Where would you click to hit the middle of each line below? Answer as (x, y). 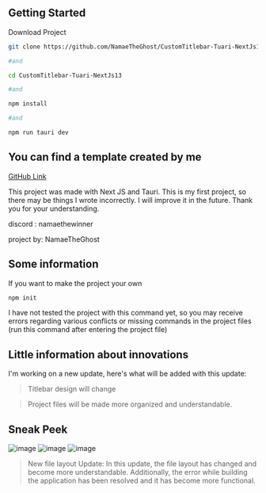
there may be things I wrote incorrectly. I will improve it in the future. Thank (131, 200)
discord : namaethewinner (51, 224)
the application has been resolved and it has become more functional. (141, 481)
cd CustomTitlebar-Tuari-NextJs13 (65, 75)
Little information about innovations (98, 355)
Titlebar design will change (72, 389)
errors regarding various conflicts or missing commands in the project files (130, 321)
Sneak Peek (38, 429)
